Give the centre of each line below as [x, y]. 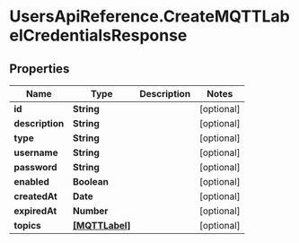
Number [90, 211]
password [35, 167]
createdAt [36, 196]
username [36, 152]
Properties [40, 69]
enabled [31, 182]
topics [28, 226]
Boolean [91, 182]
